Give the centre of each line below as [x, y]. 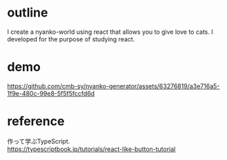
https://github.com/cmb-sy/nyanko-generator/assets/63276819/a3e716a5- [113, 86]
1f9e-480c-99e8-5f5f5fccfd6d [51, 93]
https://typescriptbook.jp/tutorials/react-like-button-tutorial [91, 149]
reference [36, 121]
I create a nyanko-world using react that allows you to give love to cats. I [110, 32]
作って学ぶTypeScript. [39, 141]
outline [28, 13]
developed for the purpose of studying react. [71, 39]
